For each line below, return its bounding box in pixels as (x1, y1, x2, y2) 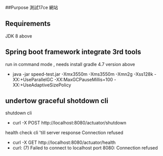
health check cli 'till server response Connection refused (5, 130, 124, 136)
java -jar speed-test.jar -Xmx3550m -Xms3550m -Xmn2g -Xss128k (12, 71, 153, 77)
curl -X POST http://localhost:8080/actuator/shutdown (12, 120, 127, 126)
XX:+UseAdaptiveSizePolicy (12, 82, 71, 88)
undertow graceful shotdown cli (5, 97, 109, 105)
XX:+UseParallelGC (12, 76, 54, 82)
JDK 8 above (5, 33, 32, 39)
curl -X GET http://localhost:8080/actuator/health (12, 139, 116, 146)
